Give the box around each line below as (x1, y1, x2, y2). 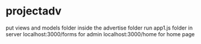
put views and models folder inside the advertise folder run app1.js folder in (5, 24, 193, 31)
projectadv (5, 4, 62, 18)
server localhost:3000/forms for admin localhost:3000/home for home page (5, 30, 195, 37)
